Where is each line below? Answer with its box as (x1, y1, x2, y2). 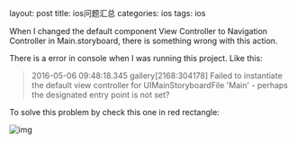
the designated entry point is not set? (31, 89, 170, 100)
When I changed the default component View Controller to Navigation (9, 26, 268, 36)
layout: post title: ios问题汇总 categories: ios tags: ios (9, 8, 206, 18)
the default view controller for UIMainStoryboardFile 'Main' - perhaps (31, 80, 288, 90)
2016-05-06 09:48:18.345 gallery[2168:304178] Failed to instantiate (31, 70, 283, 81)
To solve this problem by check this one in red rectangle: (9, 107, 220, 117)
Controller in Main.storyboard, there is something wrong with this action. (9, 35, 278, 46)
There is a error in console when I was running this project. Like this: (9, 53, 263, 63)
